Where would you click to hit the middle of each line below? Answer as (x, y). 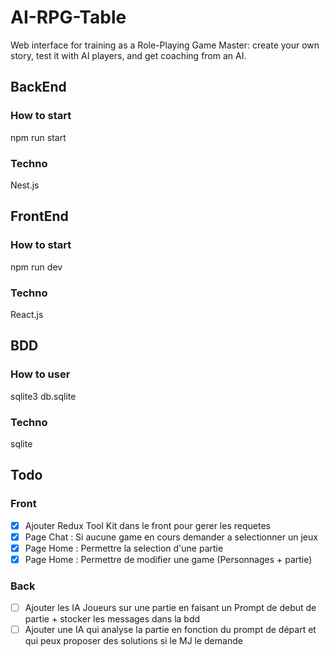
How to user (40, 374)
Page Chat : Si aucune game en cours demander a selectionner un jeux (171, 537)
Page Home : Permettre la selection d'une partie (124, 548)
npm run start (38, 137)
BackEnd (38, 87)
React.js (27, 314)
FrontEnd (39, 216)
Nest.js (25, 185)
